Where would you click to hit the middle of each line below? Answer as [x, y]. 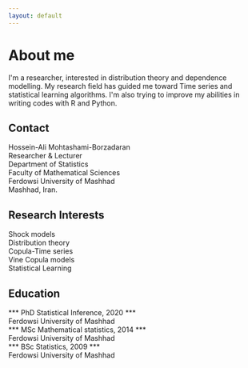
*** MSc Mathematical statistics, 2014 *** [77, 330]
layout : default [35, 16]
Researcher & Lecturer [45, 156]
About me [42, 55]
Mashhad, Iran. [33, 190]
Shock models [32, 234]
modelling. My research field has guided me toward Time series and [120, 86]
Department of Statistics [48, 164]
